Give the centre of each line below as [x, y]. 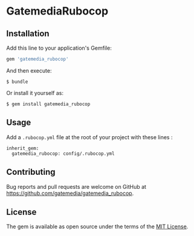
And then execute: [29, 70]
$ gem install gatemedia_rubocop [48, 104]
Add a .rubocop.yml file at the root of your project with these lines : [89, 137]
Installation [28, 34]
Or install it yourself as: [35, 93]
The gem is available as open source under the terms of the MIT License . [97, 227]
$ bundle [17, 82]
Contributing [31, 172]
